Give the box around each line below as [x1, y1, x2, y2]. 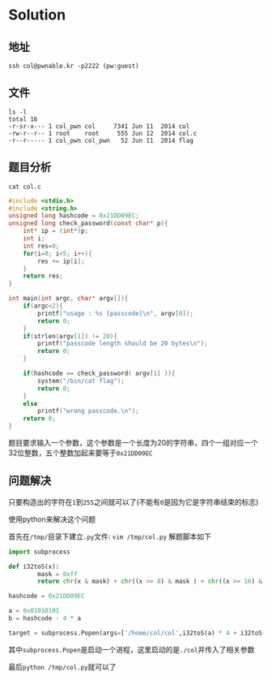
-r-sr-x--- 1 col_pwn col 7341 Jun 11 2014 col [8, 122, 190, 131]
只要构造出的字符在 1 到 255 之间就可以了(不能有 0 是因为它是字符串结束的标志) [8, 497, 259, 506]
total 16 [8, 115, 38, 123]
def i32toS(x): [8, 562, 60, 570]
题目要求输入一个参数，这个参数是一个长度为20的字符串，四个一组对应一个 [8, 438, 259, 447]
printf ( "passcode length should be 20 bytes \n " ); [37, 339, 208, 348]
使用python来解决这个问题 [8, 514, 96, 524]
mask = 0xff [37, 570, 79, 578]
